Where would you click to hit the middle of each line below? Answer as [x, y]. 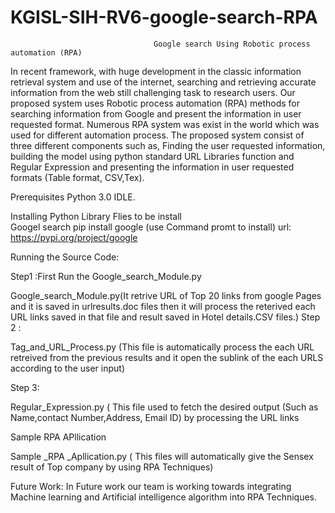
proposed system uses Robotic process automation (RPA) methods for [155, 103]
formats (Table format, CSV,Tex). [77, 177]
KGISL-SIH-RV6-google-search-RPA [164, 17]
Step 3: [25, 387]
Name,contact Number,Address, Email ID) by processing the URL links [155, 417]
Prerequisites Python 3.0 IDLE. [73, 197]
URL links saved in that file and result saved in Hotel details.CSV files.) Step [165, 317]
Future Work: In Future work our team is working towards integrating [151, 486]
